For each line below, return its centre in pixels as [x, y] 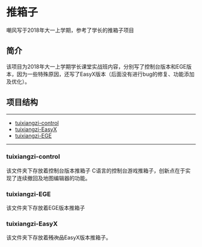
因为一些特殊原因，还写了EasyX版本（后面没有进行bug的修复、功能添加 [106, 74]
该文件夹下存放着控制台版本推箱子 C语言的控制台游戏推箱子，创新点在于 [96, 170]
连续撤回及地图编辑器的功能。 [54, 178]
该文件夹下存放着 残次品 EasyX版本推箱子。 [59, 237]
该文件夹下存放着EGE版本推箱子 [46, 208]
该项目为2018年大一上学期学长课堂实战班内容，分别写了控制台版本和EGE [96, 66]
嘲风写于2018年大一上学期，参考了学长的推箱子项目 [70, 30]
